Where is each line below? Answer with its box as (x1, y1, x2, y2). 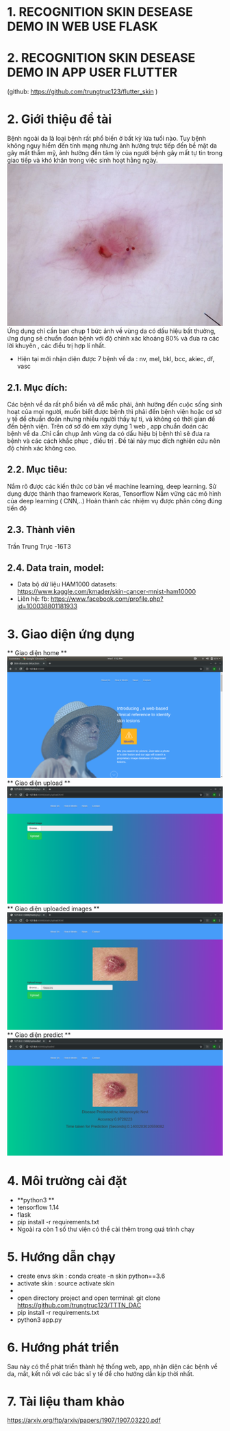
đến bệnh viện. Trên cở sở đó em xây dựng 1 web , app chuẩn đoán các (7, 422, 209, 430)
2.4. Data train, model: (7, 562, 105, 573)
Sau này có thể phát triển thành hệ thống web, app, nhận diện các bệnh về (7, 1362, 218, 1371)
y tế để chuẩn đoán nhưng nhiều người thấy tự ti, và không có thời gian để (7, 415, 216, 423)
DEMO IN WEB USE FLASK (7, 19, 159, 34)
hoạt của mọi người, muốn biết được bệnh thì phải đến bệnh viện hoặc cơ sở (7, 407, 222, 415)
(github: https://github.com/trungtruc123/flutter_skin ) (7, 87, 158, 96)
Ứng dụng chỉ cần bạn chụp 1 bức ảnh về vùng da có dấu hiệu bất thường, (7, 327, 216, 335)
